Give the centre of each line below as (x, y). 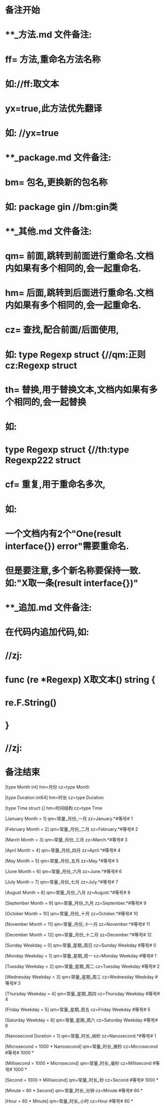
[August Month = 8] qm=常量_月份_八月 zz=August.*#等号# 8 (68, 892)
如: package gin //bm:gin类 (61, 207)
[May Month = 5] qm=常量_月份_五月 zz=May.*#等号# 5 (62, 861)
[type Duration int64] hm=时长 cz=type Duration (55, 798)
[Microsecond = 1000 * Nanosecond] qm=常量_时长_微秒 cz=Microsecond (82, 1046)
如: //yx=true (32, 133)
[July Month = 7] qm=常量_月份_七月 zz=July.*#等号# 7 (62, 882)
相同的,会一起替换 (50, 402)
